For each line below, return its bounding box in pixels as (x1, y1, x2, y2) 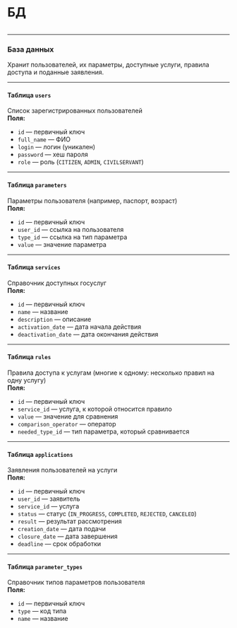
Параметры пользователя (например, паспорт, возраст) (7, 196, 178, 205)
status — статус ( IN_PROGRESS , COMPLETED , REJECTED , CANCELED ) (17, 510, 197, 518)
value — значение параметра (17, 240, 107, 248)
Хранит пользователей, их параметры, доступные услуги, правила (7, 61, 209, 69)
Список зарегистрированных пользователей (7, 107, 142, 115)
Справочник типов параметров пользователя (7, 578, 145, 587)
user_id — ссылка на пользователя (17, 225, 124, 233)
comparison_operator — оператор (17, 420, 116, 429)
